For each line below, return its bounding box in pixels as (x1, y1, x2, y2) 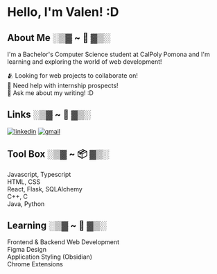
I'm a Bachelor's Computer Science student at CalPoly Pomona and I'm (7, 50, 210, 58)
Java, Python (7, 199, 45, 208)
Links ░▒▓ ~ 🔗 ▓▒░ (7, 109, 92, 121)
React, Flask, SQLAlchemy (7, 185, 83, 193)
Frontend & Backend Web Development (7, 238, 120, 246)
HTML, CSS (7, 178, 41, 186)
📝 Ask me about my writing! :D (7, 89, 94, 97)
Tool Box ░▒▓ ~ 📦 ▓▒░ (7, 148, 110, 160)
